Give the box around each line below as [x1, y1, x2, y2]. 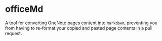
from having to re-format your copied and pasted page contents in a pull [5, 25, 153, 31]
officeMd [5, 3, 43, 15]
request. [5, 30, 22, 36]
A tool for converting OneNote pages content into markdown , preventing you [5, 20, 158, 26]
